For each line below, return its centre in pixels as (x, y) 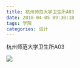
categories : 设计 (27, 29)
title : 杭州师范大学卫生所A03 (40, 12)
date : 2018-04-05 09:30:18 (40, 18)
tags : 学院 (19, 23)
